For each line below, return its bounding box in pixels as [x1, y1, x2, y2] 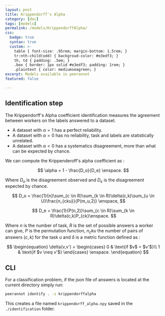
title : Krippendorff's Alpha [5, 12, 65, 17]
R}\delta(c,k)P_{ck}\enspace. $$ [50, 213, 116, 219]
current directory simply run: [5, 282, 63, 288]
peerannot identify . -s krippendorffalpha [5, 291, 97, 296]
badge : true [9, 35, 35, 40]
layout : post [5, 7, 32, 12]
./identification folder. [5, 306, 55, 312]
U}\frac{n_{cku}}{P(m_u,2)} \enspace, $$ [41, 198, 126, 204]
